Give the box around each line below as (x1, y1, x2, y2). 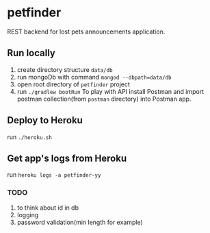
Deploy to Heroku (7, 114, 83, 126)
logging (16, 210, 39, 219)
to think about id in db (16, 204, 79, 212)
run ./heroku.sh (7, 132, 53, 141)
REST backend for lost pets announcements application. (7, 27, 166, 36)
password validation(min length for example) (16, 218, 144, 226)
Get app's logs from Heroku (7, 152, 127, 164)
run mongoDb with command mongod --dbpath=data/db (16, 73, 172, 81)
